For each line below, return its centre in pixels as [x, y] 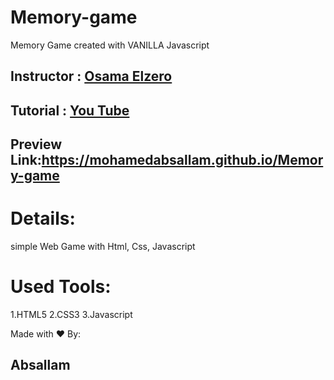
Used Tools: [61, 287]
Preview [36, 144]
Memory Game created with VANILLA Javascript [110, 45]
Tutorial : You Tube [70, 110]
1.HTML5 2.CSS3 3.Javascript [71, 314]
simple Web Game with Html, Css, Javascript [103, 247]
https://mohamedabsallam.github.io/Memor [182, 160]
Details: [43, 218]
